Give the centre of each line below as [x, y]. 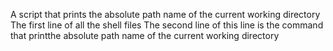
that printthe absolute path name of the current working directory [145, 35]
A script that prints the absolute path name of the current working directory [165, 14]
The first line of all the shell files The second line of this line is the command [167, 25]
